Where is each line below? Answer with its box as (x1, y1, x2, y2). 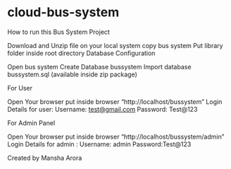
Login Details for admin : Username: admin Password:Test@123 (7, 139, 192, 148)
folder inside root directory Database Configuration (7, 49, 156, 57)
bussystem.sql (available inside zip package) (7, 70, 137, 78)
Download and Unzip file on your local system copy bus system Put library (7, 41, 223, 49)
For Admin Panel (7, 118, 56, 127)
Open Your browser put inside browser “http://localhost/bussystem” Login (7, 97, 223, 106)
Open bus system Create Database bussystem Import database (7, 62, 192, 71)
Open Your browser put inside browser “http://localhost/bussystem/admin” (7, 132, 225, 141)
